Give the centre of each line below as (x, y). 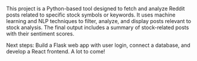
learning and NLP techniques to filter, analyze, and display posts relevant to (99, 21)
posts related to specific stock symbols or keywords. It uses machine (91, 15)
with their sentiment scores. (40, 34)
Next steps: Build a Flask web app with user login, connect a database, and (98, 45)
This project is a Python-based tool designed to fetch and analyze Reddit (96, 9)
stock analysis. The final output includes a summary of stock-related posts (98, 27)
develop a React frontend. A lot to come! (56, 52)
